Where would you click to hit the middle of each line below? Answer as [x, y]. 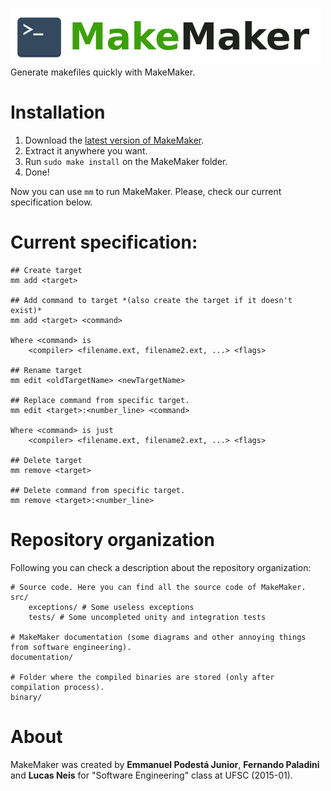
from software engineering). [71, 647]
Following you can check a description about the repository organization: [161, 567]
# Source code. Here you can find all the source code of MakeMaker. [158, 587]
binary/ [26, 697]
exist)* [26, 310]
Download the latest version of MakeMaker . [114, 140]
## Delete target [46, 460]
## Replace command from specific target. [100, 400]
